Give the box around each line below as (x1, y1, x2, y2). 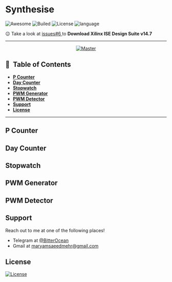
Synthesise (5, 4, 55, 15)
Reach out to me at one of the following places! (5, 227, 105, 233)
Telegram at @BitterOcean (12, 237, 69, 243)
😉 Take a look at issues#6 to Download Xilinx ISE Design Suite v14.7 (5, 30, 153, 36)
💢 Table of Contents (5, 60, 71, 69)
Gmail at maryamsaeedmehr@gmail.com (12, 242, 99, 249)
